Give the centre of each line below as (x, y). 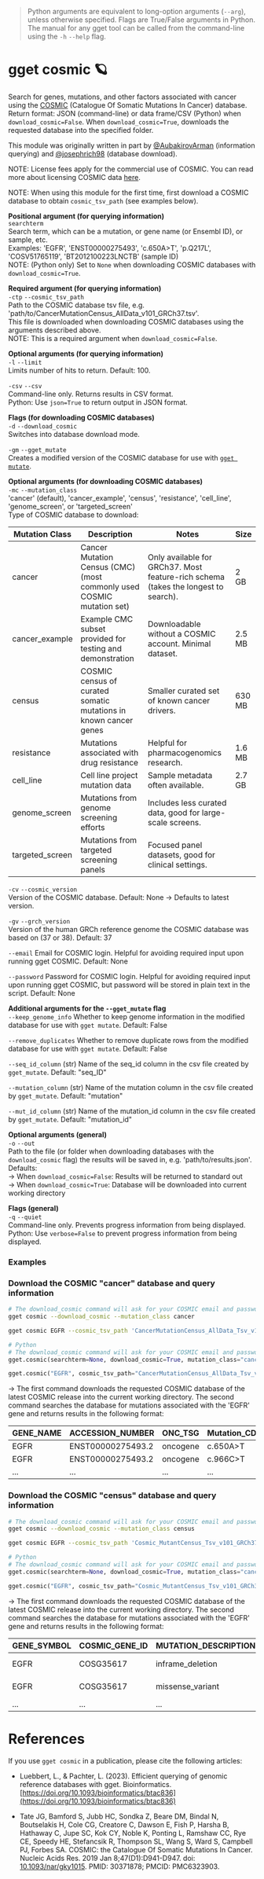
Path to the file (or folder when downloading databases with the (111, 1151)
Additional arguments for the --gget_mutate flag (87, 1008)
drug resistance (110, 762)
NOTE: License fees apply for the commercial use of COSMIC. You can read (131, 169)
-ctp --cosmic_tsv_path (46, 297)
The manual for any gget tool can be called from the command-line (136, 28)
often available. (176, 785)
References (46, 1739)
